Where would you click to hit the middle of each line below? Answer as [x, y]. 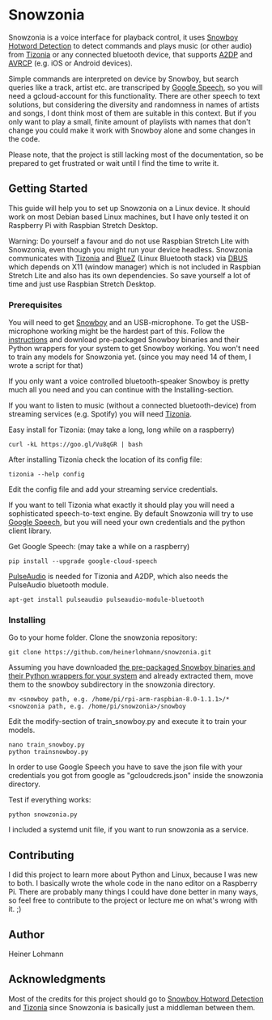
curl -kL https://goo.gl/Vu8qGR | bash [76, 445]
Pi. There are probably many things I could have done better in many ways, [134, 892]
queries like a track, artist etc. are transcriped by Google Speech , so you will [136, 87]
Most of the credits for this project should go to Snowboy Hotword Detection [136, 999]
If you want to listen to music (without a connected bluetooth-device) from [132, 405]
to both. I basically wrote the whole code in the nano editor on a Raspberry [133, 883]
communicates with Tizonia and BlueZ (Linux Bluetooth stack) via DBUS [128, 258]
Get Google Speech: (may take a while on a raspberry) [99, 547]
